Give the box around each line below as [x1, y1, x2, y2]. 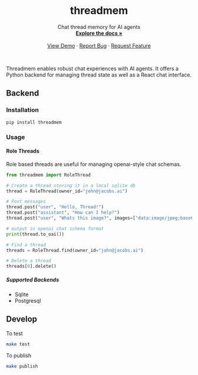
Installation [6, 106, 39, 114]
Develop [6, 314, 37, 324]
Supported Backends [6, 276, 60, 283]
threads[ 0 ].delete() [6, 263, 57, 270]
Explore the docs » [75, 29, 123, 36]
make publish [6, 363, 38, 369]
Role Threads [6, 148, 39, 155]
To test [6, 330, 23, 337]
